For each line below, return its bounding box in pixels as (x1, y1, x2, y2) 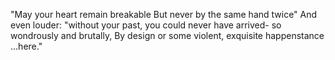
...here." (10, 40, 43, 52)
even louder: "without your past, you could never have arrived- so (10, 19, 282, 31)
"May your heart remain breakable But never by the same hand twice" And (10, 9, 318, 20)
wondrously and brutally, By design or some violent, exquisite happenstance (10, 30, 325, 41)
